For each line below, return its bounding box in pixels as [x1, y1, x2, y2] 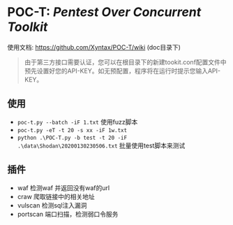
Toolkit [7, 19, 48, 35]
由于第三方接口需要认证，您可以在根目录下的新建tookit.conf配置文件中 [24, 57, 227, 66]
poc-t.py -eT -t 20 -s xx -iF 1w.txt [17, 126, 128, 133]
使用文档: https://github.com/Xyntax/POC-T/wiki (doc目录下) [7, 43, 181, 51]
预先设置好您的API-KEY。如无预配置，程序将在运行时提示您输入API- [24, 66, 221, 75]
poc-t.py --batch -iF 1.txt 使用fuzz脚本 [17, 117, 138, 126]
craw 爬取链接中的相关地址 [17, 192, 96, 201]
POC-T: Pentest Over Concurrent [7, 4, 202, 20]
